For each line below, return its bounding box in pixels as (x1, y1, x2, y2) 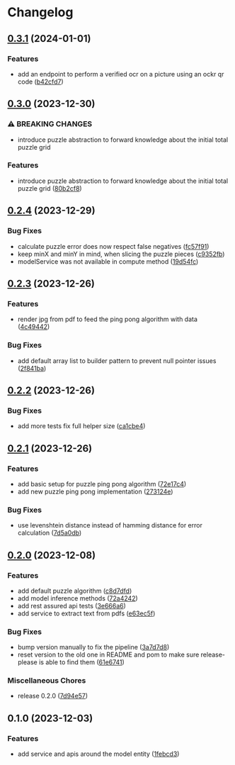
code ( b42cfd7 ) (17, 77, 64, 86)
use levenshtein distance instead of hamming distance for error (17, 521, 203, 530)
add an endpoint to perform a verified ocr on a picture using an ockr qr (17, 69, 224, 78)
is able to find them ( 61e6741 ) (38, 658, 125, 666)
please (17, 658, 38, 666)
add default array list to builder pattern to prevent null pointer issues (17, 356, 217, 365)
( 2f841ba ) (17, 364, 47, 372)
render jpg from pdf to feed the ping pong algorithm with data (17, 315, 198, 323)
